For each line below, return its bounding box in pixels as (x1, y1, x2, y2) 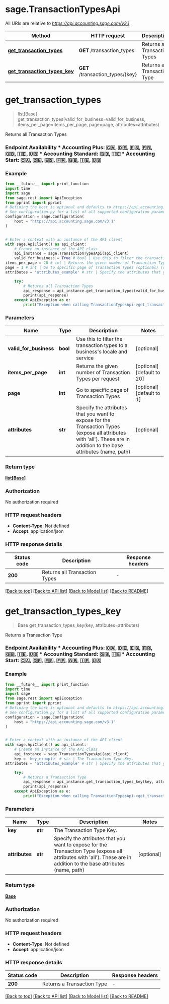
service (76, 354, 94, 362)
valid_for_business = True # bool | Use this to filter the (14, 256, 143, 261)
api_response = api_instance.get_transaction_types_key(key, (23, 779, 154, 784)
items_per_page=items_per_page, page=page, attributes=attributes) (17, 121, 159, 127)
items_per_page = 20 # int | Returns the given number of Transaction (5, 260, 156, 265)
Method (31, 32, 51, 39)
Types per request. (76, 375, 121, 382)
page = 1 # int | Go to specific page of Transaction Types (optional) (5, 265, 158, 270)
